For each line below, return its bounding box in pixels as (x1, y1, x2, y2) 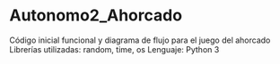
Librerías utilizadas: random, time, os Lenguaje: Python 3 (9, 44, 220, 54)
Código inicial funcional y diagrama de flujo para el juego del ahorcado (9, 35, 271, 45)
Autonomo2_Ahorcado (9, 5, 182, 26)
